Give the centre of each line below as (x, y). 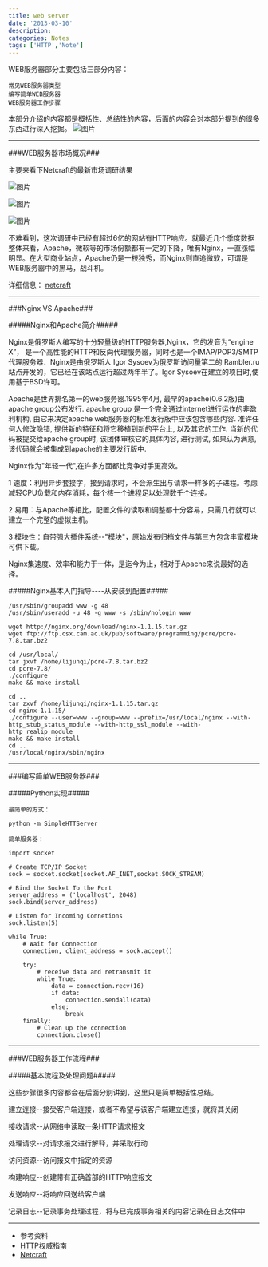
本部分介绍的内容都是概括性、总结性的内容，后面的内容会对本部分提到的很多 (134, 119)
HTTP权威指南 (43, 1246)
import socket (32, 853)
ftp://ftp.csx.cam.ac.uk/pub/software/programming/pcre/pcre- (132, 634)
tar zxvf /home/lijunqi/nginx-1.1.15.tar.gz (83, 704)
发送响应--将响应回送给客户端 (57, 1194)
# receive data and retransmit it (94, 972)
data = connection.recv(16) (98, 986)
